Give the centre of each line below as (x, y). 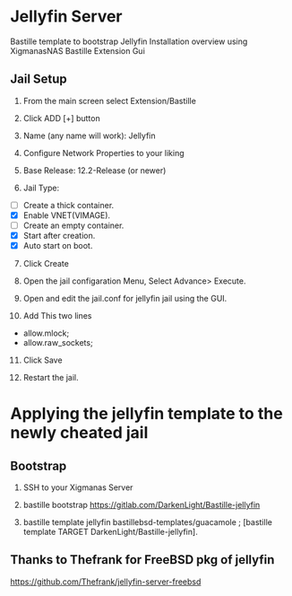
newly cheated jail (79, 433)
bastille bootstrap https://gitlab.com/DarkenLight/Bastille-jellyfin (142, 505)
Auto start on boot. (58, 245)
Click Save (43, 360)
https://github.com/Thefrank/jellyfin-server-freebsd (106, 582)
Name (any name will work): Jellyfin (89, 136)
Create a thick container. (69, 205)
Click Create (46, 264)
